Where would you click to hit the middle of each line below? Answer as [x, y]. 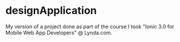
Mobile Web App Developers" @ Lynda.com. [59, 32]
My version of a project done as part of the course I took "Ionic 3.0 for [90, 26]
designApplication [51, 11]
